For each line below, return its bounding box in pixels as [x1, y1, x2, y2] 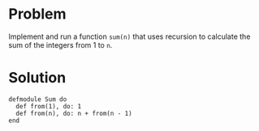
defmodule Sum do [8, 95, 67, 104]
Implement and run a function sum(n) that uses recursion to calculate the [8, 32, 251, 41]
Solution [8, 69, 67, 87]
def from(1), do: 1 [15, 102, 82, 110]
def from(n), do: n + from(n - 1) [15, 109, 132, 117]
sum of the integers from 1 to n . [8, 40, 113, 49]
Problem [8, 5, 67, 23]
